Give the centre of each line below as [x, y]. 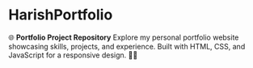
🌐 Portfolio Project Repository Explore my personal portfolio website [124, 37]
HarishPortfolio [61, 15]
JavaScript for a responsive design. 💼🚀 [73, 55]
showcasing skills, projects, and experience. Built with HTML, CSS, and [127, 46]
